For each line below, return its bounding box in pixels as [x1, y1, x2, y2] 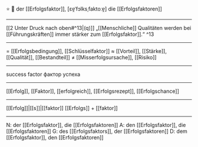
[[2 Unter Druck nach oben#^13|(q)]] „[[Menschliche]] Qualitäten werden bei [6, 25, 192, 31]
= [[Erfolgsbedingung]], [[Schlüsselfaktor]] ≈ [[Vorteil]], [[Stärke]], [6, 48, 167, 55]
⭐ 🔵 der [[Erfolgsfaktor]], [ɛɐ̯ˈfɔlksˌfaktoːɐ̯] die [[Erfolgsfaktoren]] [6, 5, 162, 12]
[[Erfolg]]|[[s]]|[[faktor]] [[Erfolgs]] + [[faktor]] [6, 105, 118, 111]
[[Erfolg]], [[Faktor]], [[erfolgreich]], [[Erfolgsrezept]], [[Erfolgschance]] [6, 88, 180, 95]
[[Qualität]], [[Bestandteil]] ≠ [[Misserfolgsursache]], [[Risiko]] [6, 54, 157, 61]
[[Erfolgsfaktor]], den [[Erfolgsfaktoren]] [6, 134, 104, 141]
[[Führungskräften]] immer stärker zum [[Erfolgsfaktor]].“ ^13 [6, 31, 154, 38]
